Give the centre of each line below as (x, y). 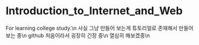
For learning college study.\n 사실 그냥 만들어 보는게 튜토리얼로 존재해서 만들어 (99, 28)
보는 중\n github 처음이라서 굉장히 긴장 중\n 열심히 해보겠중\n (78, 35)
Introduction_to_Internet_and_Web (94, 11)
